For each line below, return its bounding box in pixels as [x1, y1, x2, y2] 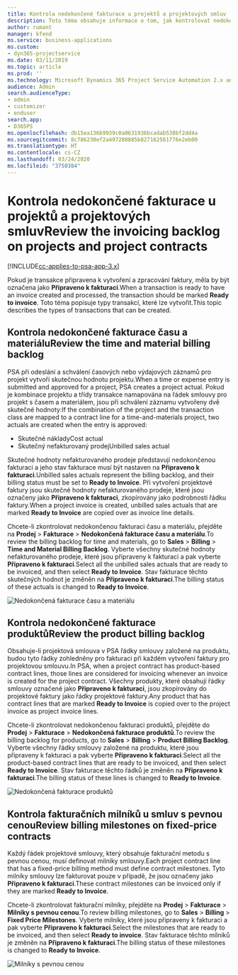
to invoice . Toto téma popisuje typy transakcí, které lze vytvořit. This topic [7, 298, 222, 306]
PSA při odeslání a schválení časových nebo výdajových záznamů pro [7, 367, 211, 376]
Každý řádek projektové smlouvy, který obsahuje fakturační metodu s [7, 849, 210, 858]
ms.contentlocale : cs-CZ [7, 149, 81, 156]
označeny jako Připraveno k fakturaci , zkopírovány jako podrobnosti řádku [7, 493, 227, 502]
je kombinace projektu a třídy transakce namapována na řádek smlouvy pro [7, 390, 227, 399]
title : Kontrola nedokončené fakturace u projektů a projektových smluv [7, 10, 227, 18]
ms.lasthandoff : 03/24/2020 [7, 156, 91, 163]
